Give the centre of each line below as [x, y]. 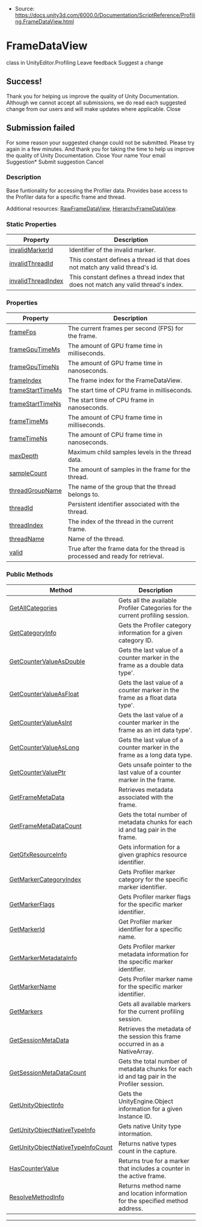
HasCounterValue [34, 1168]
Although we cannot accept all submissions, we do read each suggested [96, 103]
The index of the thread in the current [121, 521]
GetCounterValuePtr [38, 772]
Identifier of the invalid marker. [112, 250]
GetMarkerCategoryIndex [45, 879]
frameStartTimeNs [35, 404]
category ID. [136, 640]
